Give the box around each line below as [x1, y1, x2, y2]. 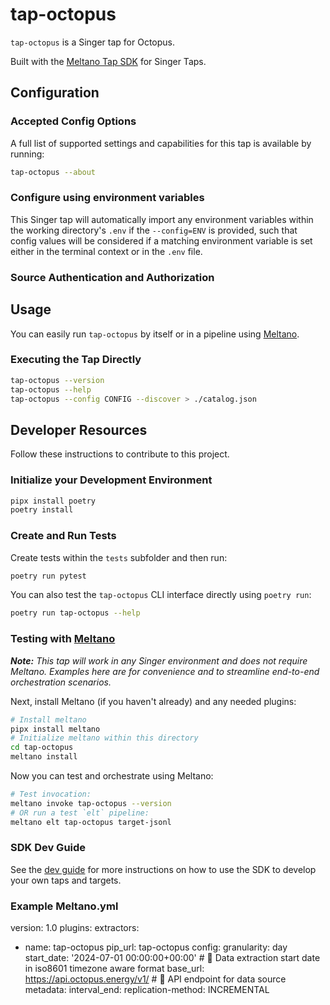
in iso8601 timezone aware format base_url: [24, 963, 205, 975]
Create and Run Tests [10, 529, 117, 543]
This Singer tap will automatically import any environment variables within [10, 213, 314, 225]
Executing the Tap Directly [10, 353, 142, 367]
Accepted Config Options [10, 114, 137, 128]
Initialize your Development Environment [10, 473, 213, 487]
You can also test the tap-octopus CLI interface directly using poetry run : [10, 589, 312, 601]
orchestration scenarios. [10, 676, 112, 688]
